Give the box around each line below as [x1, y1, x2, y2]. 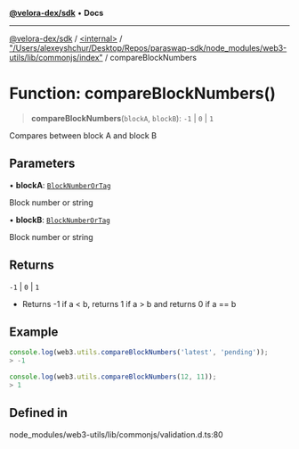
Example [9, 324, 59, 339]
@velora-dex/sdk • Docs [9, 8, 104, 18]
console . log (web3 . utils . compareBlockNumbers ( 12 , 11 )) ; [9, 372, 217, 382]
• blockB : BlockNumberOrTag [9, 214, 111, 225]
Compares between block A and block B [9, 129, 158, 141]
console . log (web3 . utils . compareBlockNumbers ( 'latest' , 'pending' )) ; [9, 348, 269, 357]
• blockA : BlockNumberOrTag [9, 179, 111, 190]
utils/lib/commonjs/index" [9, 53, 104, 62]
